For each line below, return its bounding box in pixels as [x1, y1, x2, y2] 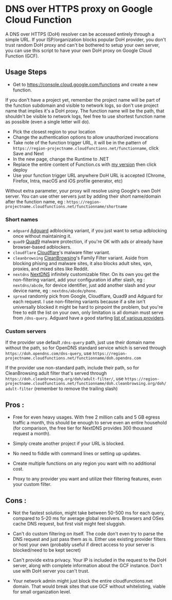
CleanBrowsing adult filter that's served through [5, 370, 107, 377]
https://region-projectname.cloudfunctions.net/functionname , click [12, 145, 159, 151]
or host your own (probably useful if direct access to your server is [12, 541, 155, 548]
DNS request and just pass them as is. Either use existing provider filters [12, 536, 166, 542]
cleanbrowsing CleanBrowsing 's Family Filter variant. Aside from [12, 255, 148, 261]
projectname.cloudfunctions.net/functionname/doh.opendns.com [5, 355, 141, 361]
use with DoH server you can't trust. [12, 568, 90, 574]
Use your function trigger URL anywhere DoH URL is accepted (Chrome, [12, 172, 166, 178]
